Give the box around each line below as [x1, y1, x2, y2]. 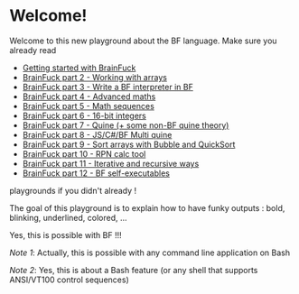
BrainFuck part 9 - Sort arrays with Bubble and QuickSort [22, 139, 236, 150]
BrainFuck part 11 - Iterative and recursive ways [22, 158, 200, 169]
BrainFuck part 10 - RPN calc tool [22, 148, 146, 159]
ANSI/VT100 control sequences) [9, 274, 129, 285]
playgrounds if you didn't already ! [9, 185, 137, 196]
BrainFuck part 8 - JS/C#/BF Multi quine [22, 129, 173, 140]
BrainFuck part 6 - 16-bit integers [22, 110, 146, 121]
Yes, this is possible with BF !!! [9, 229, 122, 240]
